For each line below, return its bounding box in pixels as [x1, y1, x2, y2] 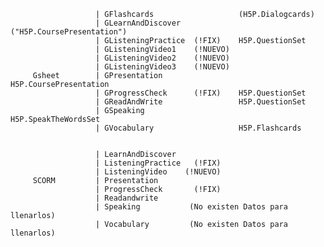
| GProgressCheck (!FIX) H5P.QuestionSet [95, 88, 307, 98]
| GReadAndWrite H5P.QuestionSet [95, 97, 307, 107]
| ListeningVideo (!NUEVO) [95, 167, 222, 177]
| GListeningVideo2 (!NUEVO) [95, 53, 230, 63]
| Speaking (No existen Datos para [95, 202, 288, 212]
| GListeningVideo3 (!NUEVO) [95, 62, 230, 72]
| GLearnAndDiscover [95, 18, 182, 28]
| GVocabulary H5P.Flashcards [95, 123, 302, 133]
